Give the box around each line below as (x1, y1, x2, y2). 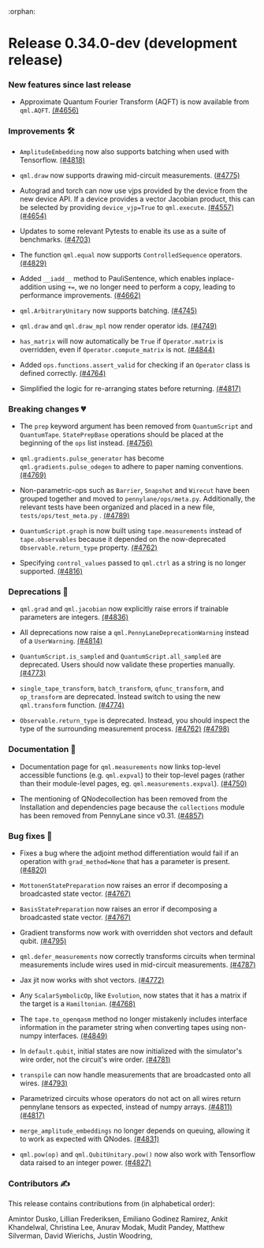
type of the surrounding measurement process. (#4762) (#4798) (19, 724, 230, 734)
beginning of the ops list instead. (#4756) (19, 438, 153, 448)
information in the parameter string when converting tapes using (19, 1022, 229, 1032)
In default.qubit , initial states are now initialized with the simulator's (19, 1046, 243, 1055)
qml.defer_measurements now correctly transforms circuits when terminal (19, 951, 255, 960)
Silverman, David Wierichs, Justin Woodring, (8, 1231, 153, 1241)
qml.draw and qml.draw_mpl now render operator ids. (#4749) (19, 321, 218, 330)
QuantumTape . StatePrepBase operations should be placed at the (19, 430, 224, 439)
